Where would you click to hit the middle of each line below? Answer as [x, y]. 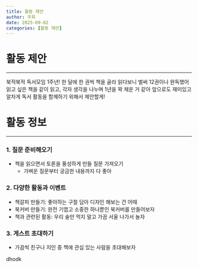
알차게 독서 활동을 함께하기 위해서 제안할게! [56, 97]
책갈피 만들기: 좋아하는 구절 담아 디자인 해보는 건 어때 [76, 202]
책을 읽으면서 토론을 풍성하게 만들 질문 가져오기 [69, 164]
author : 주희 [21, 17]
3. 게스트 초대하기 [30, 233]
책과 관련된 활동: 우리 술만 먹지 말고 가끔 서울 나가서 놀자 [80, 216]
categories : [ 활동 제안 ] [34, 28]
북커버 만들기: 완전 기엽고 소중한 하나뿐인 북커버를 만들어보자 [85, 209]
